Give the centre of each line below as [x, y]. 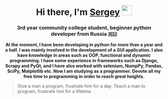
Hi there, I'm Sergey [78, 12]
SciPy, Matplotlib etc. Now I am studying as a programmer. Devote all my [84, 71]
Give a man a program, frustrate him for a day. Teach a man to [81, 86]
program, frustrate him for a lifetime [54, 92]
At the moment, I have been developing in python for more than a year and [84, 45]
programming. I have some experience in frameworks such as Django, [84, 61]
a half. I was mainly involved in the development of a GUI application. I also [84, 50]
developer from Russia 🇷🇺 [84, 34]
